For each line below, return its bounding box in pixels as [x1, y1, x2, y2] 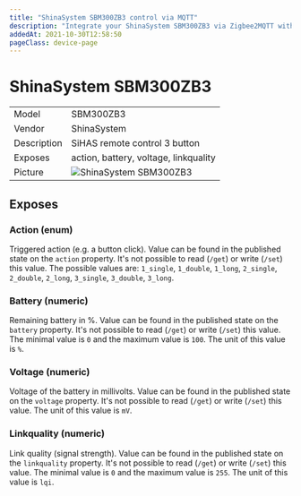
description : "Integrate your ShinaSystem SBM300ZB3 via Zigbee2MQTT [9, 21, 275, 30]
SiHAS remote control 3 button [71, 137, 200, 150]
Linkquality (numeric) [9, 427, 106, 440]
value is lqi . [9, 476, 55, 487]
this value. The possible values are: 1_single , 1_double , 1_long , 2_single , [9, 262, 278, 273]
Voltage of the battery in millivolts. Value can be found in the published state [9, 386, 291, 397]
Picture [13, 167, 45, 179]
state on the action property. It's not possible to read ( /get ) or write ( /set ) [9, 252, 284, 264]
